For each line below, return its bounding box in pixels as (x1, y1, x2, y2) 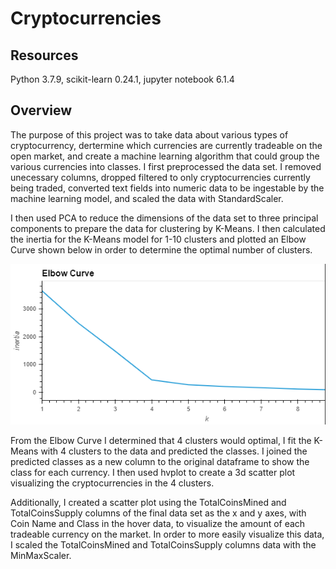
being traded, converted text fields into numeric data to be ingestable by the (10, 182, 325, 194)
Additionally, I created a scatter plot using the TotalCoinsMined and (10, 496, 287, 508)
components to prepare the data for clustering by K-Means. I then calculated (10, 222, 326, 234)
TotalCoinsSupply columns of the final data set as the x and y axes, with (10, 507, 307, 519)
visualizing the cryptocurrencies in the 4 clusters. (10, 477, 215, 489)
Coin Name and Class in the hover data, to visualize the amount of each (10, 517, 306, 529)
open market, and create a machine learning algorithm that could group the (10, 150, 320, 162)
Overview (10, 102, 73, 119)
